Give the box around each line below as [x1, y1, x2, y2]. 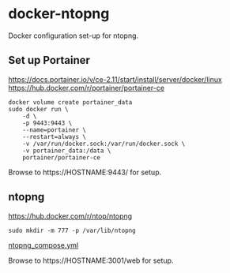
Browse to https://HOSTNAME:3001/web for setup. [8, 256, 174, 265]
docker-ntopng [8, 5, 110, 23]
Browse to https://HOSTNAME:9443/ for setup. [8, 167, 162, 177]
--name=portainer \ [22, 125, 87, 134]
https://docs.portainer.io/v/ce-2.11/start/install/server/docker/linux [8, 74, 223, 84]
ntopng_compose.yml [8, 240, 79, 249]
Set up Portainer [8, 54, 91, 67]
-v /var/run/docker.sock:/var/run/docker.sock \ [22, 140, 186, 148]
